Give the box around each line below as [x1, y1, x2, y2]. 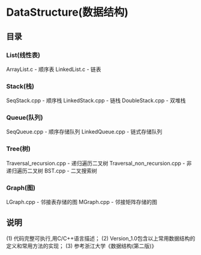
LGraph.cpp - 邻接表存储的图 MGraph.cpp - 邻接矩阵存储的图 [6, 198, 157, 206]
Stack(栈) [6, 82, 35, 90]
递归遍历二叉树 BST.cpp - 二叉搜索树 [6, 167, 98, 174]
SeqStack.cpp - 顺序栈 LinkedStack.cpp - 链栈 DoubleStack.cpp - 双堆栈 [6, 97, 186, 104]
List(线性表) [6, 51, 41, 59]
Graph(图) [6, 183, 36, 192]
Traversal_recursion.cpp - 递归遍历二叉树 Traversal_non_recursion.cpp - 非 [6, 159, 192, 167]
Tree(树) [6, 145, 31, 153]
